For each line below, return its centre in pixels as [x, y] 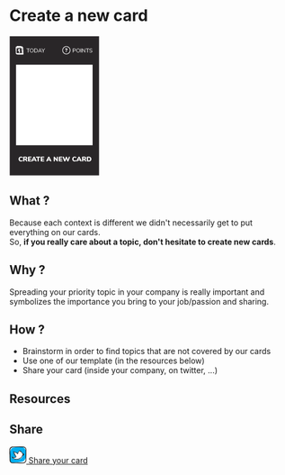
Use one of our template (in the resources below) [113, 361]
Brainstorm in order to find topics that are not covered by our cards [147, 352]
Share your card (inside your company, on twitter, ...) [120, 370]
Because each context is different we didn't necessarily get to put [131, 223]
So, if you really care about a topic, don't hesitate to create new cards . [142, 242]
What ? [30, 201]
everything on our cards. [55, 232]
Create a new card [79, 16]
